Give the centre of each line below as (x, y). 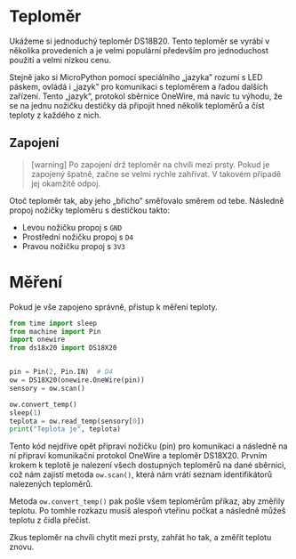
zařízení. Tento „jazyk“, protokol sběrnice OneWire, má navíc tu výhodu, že (146, 96)
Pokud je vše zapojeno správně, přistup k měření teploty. (113, 307)
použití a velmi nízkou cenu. (60, 60)
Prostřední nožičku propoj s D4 (77, 237)
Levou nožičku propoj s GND (72, 227)
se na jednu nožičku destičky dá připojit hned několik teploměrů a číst (137, 105)
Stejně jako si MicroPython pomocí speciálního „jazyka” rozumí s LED (136, 77)
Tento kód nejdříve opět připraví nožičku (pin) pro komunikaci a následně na (148, 446)
